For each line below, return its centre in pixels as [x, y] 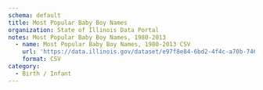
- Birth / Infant [43, 74]
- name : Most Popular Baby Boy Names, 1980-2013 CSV [103, 45]
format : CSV [41, 59]
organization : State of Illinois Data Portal [83, 30]
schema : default [34, 15]
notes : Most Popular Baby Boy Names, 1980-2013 [87, 37]
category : [24, 67]
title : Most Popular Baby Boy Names [68, 23]
